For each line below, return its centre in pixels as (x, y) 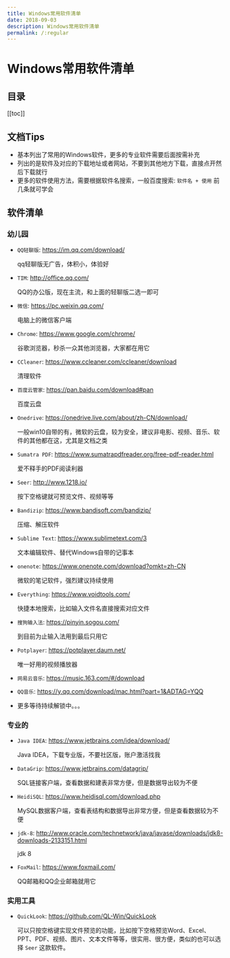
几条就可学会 (35, 189)
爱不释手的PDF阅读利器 (50, 468)
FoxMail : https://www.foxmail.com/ (66, 867)
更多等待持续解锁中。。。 (50, 705)
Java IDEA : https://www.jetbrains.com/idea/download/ (93, 740)
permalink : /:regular (38, 33)
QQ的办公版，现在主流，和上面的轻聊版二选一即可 (88, 292)
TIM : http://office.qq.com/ (53, 278)
